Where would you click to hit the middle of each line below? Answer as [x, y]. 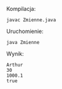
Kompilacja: [21, 9]
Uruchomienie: [25, 31]
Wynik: [15, 54]
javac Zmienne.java [31, 20]
